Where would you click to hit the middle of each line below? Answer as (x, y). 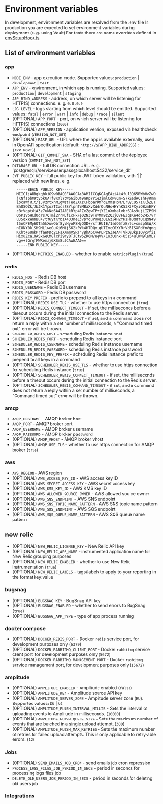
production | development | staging (46, 93)
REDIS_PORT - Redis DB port (39, 282)
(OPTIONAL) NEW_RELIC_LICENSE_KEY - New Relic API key (68, 546)
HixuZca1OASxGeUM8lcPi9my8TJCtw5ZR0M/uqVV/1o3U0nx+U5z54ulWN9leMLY (86, 236)
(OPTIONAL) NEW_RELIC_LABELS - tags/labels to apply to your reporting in (84, 572)
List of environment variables (50, 53)
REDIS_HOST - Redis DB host (39, 277)
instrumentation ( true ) (34, 567)
